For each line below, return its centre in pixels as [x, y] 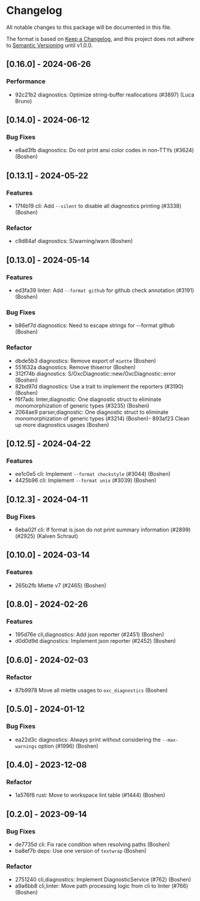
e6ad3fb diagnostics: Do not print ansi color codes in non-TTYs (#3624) [104, 150]
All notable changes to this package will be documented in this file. [89, 27]
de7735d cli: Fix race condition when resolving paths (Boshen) [92, 844]
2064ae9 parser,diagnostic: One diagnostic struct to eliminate [92, 412]
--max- [170, 740]
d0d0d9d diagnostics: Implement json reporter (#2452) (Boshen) [95, 641]
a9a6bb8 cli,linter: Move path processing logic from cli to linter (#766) [102, 886]
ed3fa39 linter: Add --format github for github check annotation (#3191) [104, 290]
